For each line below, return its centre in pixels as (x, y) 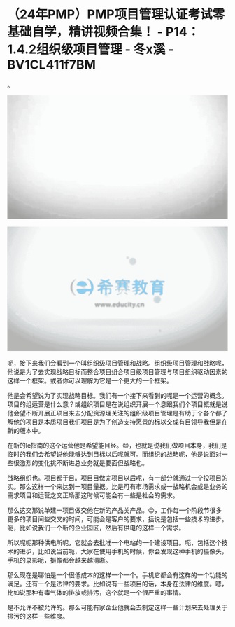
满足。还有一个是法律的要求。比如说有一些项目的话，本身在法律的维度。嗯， (117, 584)
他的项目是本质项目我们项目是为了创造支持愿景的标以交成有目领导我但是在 (120, 422)
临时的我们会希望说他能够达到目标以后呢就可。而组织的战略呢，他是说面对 (114, 454)
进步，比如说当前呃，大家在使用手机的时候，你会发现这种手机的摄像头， (123, 551)
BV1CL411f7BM (52, 65)
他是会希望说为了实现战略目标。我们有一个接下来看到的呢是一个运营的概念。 (117, 395)
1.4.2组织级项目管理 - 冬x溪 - (91, 49)
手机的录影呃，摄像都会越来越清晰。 (59, 560)
